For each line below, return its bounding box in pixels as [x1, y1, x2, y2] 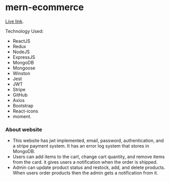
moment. [12, 113, 32, 119]
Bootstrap [12, 102, 34, 108]
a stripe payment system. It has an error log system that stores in [12, 143, 149, 149]
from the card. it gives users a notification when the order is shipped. [12, 159, 158, 165]
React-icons [12, 108, 38, 114]
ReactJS [12, 38, 31, 44]
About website [5, 126, 42, 133]
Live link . [5, 18, 24, 24]
